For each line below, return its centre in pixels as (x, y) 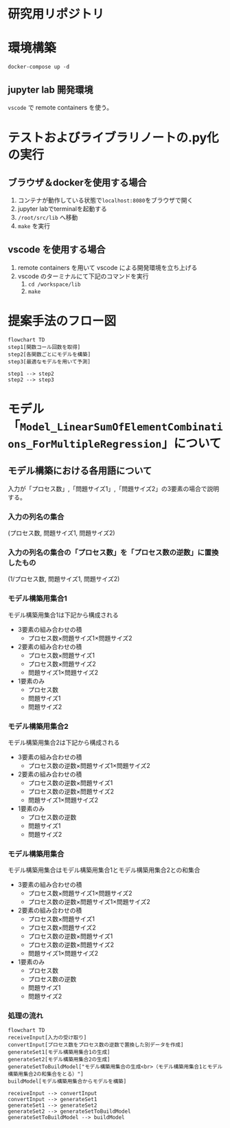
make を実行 (34, 226)
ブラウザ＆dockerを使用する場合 (77, 182)
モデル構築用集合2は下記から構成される (64, 742)
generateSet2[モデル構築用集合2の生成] (59, 1060)
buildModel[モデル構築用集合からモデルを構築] (67, 1082)
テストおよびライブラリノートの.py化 (113, 138)
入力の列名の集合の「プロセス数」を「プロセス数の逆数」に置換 (113, 552)
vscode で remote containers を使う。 (60, 107)
